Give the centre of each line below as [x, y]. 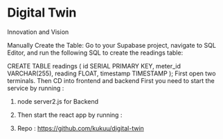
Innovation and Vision [38, 32]
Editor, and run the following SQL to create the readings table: [95, 53]
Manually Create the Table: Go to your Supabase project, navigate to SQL [112, 45]
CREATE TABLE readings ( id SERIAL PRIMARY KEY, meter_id [94, 66]
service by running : [36, 88]
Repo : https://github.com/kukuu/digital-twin [80, 128]
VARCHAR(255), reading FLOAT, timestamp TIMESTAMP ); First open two [111, 73]
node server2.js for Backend [58, 101]
